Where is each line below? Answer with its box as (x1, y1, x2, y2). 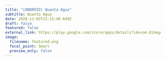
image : (5, 35, 19, 40)
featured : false (5, 26, 39, 30)
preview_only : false (9, 48, 52, 53)
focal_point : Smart (9, 44, 50, 49)
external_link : (5, 30, 37, 35)
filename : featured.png (9, 39, 58, 44)
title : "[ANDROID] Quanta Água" (5, 7, 72, 12)
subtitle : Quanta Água (5, 12, 52, 17)
